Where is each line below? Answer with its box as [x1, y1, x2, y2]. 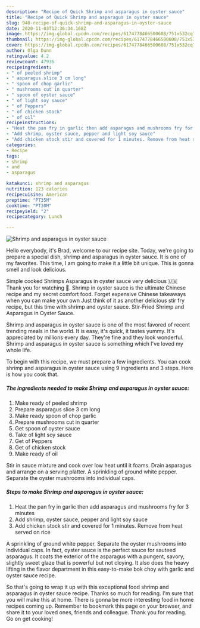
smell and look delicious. [6, 266, 67, 273]
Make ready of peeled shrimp [14, 399, 87, 407]
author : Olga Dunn [6, 48, 52, 54]
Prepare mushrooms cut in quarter [14, 418, 99, 426]
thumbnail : [6, 36, 33, 42]
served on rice [14, 529, 51, 536]
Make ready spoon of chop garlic [14, 412, 96, 420]
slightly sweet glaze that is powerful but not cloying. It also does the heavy [6, 559, 189, 567]
